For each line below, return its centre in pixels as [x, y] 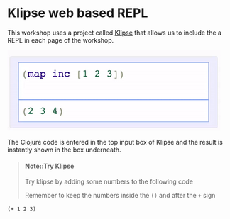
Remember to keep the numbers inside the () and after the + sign [120, 196]
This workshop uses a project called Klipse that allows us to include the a [115, 33]
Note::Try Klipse [49, 166]
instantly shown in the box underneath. [65, 150]
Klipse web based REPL [78, 13]
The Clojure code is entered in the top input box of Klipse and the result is [115, 142]
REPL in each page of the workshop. [61, 40]
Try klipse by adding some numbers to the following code [109, 181]
